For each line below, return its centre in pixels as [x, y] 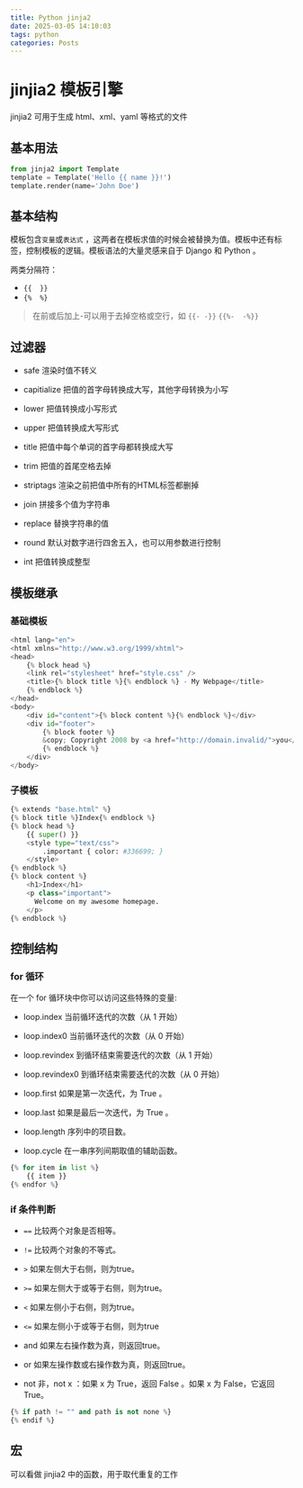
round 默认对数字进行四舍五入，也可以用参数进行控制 [122, 543]
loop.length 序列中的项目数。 [77, 1132]
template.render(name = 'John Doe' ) [75, 185]
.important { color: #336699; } [103, 852]
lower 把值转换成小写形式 [70, 409]
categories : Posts [45, 43]
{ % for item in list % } [55, 1168]
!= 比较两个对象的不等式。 [72, 1250]
